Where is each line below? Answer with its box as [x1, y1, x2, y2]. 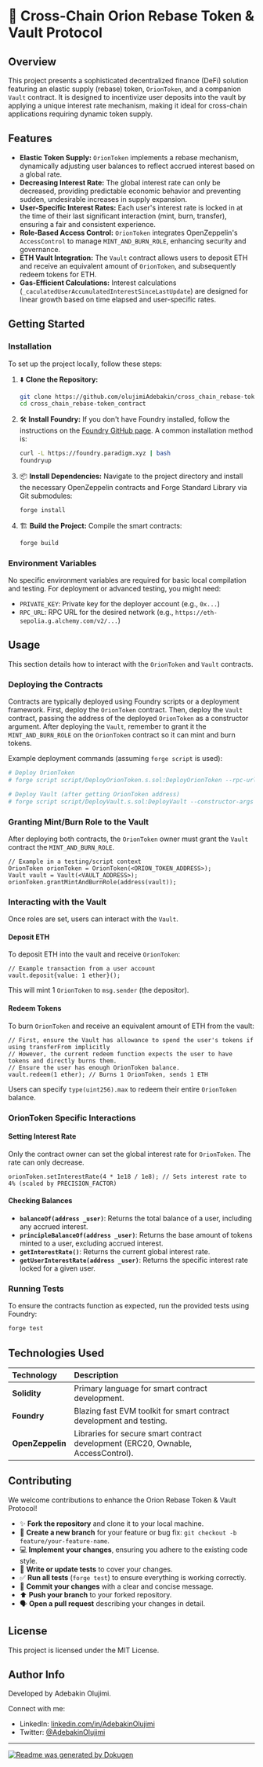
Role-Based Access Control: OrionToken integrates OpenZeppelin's [19, 228, 238, 237]
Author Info [8, 1668, 65, 1681]
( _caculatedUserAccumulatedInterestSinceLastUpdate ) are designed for [19, 286, 249, 295]
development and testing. [74, 1415, 168, 1426]
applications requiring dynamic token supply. [8, 109, 153, 119]
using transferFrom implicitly [8, 1043, 110, 1051]
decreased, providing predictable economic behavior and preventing [19, 186, 241, 196]
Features [8, 132, 52, 145]
